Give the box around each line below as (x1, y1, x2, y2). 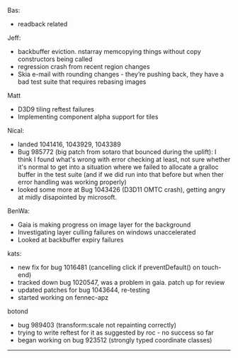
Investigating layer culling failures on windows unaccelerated (17, 228, 196, 237)
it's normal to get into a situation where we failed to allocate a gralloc (17, 163, 219, 171)
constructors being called (17, 55, 93, 63)
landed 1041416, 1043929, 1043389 (17, 140, 122, 148)
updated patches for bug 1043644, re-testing (17, 286, 150, 294)
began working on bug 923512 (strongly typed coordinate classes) (17, 336, 212, 344)
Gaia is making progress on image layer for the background (17, 220, 191, 229)
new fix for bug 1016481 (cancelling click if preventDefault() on (17, 263, 200, 271)
